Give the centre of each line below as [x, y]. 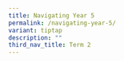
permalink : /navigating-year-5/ [62, 23]
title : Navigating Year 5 [51, 15]
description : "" [35, 38]
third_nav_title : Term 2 [50, 45]
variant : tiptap [35, 30]
